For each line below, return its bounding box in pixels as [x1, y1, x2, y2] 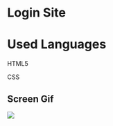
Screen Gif [7, 93, 54, 105]
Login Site [7, 5, 66, 21]
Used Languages [7, 37, 107, 53]
